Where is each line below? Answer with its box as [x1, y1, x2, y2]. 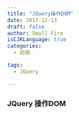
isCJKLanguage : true [7, 36, 67, 43]
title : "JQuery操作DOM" [7, 10, 74, 17]
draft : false [7, 23, 45, 30]
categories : [7, 43, 42, 49]
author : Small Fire [7, 29, 64, 37]
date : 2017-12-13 [7, 17, 58, 24]
